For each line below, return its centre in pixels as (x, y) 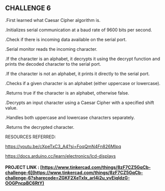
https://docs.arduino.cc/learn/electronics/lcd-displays (60, 156)
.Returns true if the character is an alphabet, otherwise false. (67, 93)
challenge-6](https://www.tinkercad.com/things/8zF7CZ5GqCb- (74, 173)
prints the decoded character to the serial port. (53, 64)
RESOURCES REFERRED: (31, 137)
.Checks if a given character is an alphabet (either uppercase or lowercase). (83, 83)
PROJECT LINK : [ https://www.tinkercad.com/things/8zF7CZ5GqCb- (78, 167)
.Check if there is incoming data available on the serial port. (66, 39)
